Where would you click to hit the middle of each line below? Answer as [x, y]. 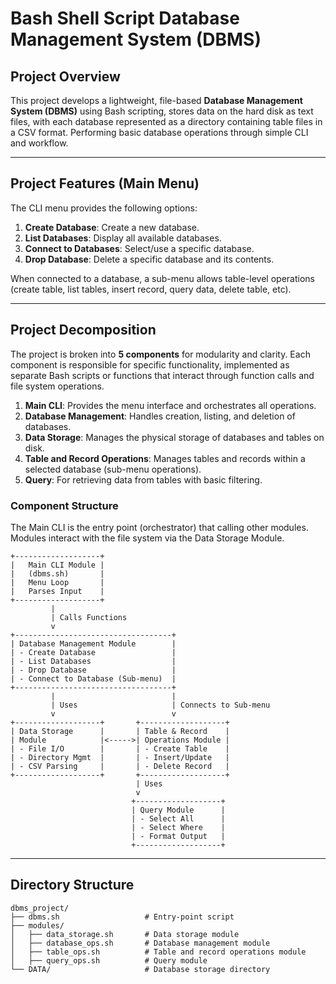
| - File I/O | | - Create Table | [120, 748]
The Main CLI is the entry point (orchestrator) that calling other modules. [159, 527]
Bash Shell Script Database [125, 18]
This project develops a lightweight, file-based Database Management [156, 100]
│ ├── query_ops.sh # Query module [109, 960]
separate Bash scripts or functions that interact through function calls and [162, 375]
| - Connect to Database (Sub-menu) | [93, 678]
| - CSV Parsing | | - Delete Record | [120, 766]
